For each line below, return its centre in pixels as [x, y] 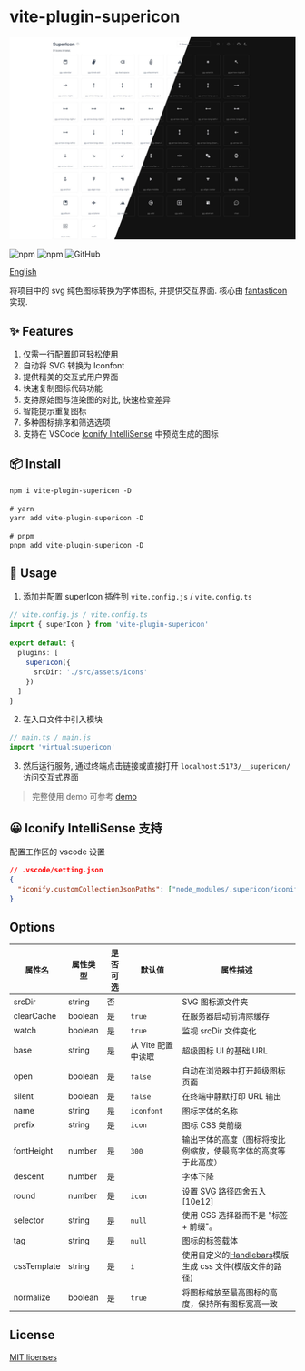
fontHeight [33, 1150]
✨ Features [41, 331]
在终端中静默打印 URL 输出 [232, 1096]
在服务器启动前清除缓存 [226, 1016]
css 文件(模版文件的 [236, 1266]
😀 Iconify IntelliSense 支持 [86, 828]
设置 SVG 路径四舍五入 [224, 1191]
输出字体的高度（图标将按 [230, 1140]
